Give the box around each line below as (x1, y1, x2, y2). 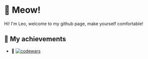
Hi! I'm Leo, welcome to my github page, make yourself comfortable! (4, 21, 144, 27)
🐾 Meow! (4, 4, 41, 16)
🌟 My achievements (4, 35, 67, 43)
